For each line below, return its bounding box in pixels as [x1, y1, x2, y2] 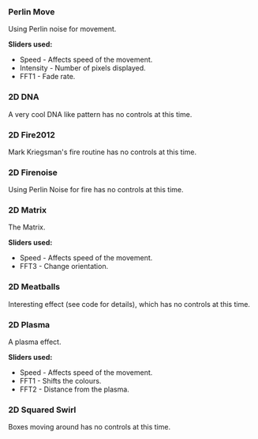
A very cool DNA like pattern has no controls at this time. [8, 109, 193, 119]
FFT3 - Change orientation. [19, 262, 109, 271]
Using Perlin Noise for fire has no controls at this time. [8, 185, 184, 195]
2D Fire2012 [8, 129, 55, 140]
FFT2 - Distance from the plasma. [19, 384, 130, 394]
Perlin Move [8, 6, 55, 17]
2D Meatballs [8, 282, 61, 293]
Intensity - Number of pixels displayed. [19, 63, 146, 73]
